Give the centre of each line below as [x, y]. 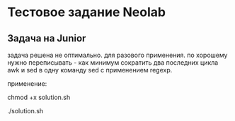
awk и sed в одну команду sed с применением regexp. [90, 70]
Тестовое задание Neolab [87, 12]
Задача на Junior [47, 38]
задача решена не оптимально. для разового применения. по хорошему [117, 55]
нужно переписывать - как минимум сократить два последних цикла [113, 63]
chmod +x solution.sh [39, 97]
